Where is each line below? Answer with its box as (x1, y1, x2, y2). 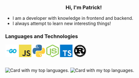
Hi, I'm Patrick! (65, 4, 102, 11)
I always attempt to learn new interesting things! (12, 20, 111, 26)
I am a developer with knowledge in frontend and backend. (12, 15, 134, 21)
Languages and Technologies (5, 33, 78, 40)
